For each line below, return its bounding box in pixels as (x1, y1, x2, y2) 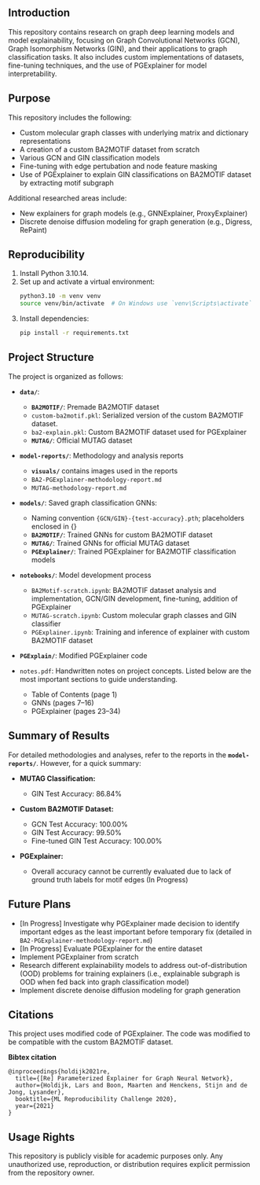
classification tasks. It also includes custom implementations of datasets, (8, 52, 244, 61)
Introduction (8, 6, 71, 20)
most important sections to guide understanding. (19, 674, 178, 683)
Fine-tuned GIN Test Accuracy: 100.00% (31, 836, 163, 845)
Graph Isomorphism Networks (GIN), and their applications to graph (8, 43, 228, 53)
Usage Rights (8, 1130, 75, 1143)
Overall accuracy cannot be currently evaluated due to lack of (31, 867, 232, 876)
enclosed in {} (31, 521, 77, 531)
